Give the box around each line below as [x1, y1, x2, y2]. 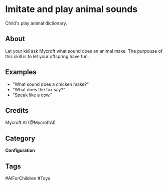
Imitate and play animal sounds [5, 4, 138, 15]
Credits [5, 106, 29, 115]
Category [5, 134, 36, 142]
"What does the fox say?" [12, 86, 66, 92]
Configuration [5, 147, 35, 153]
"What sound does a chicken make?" [12, 81, 89, 87]
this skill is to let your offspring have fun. [5, 53, 89, 59]
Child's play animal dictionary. [5, 20, 68, 26]
